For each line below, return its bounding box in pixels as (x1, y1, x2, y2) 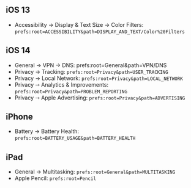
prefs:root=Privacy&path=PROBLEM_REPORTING (14, 89, 128, 95)
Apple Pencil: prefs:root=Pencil (14, 175, 96, 182)
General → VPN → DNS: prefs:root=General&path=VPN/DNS (14, 61, 167, 69)
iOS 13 (6, 5, 31, 15)
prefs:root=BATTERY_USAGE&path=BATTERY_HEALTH (14, 136, 136, 142)
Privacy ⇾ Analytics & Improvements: (14, 81, 109, 88)
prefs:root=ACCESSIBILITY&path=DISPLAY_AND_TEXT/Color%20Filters (14, 29, 185, 35)
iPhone (6, 112, 33, 122)
